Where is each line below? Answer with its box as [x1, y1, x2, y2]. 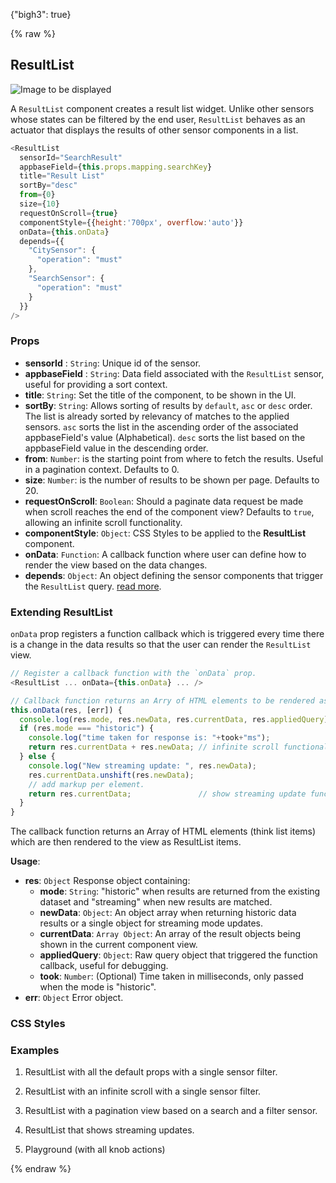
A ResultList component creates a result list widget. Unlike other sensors [10, 102, 315, 114]
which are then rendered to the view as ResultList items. [10, 836, 242, 848]
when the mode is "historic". [39, 981, 157, 993]
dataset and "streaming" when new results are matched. [39, 896, 273, 908]
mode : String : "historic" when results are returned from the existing [39, 885, 321, 898]
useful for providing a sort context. [24, 378, 168, 390]
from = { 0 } [19, 190, 56, 200]
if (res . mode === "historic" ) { [19, 724, 155, 734]
